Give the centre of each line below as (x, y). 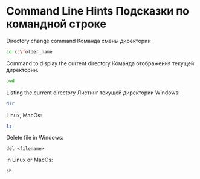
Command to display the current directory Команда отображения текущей (100, 63)
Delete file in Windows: (35, 138)
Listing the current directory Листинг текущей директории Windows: (93, 93)
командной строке (56, 24)
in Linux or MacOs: (30, 160)
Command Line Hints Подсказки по (98, 11)
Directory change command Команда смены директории (79, 41)
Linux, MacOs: (24, 115)
